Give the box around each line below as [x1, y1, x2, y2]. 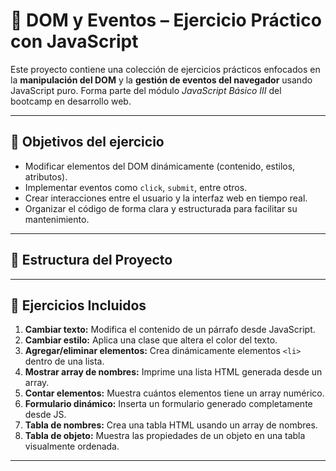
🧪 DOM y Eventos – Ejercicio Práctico [10, 9, 322, 32]
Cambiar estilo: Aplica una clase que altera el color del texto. [24, 334, 278, 346]
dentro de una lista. [24, 355, 105, 368]
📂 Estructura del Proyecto [10, 252, 173, 269]
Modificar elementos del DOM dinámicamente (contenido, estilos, [24, 160, 296, 172]
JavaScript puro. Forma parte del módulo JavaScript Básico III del [10, 84, 282, 96]
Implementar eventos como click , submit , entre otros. [24, 181, 248, 193]
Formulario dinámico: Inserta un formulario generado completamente [24, 398, 313, 410]
